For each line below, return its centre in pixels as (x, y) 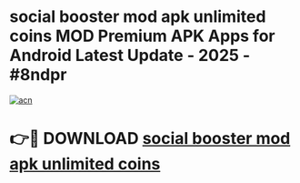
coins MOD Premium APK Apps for (142, 36)
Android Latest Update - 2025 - (130, 56)
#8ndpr (38, 75)
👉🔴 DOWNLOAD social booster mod (150, 139)
